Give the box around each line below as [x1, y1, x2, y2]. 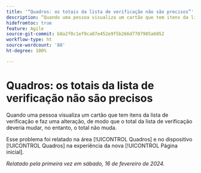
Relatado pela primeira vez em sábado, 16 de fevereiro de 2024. [6, 160, 165, 167]
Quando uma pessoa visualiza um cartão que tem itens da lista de [6, 111, 169, 119]
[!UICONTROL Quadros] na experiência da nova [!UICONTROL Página [6, 142, 178, 149]
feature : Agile [6, 25, 44, 32]
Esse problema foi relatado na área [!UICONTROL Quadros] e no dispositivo [6, 135, 193, 142]
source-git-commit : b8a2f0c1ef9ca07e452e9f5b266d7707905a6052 [6, 31, 165, 37]
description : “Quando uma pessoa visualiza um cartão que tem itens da [6, 14, 188, 20]
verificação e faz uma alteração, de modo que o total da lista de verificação [6, 117, 193, 125]
